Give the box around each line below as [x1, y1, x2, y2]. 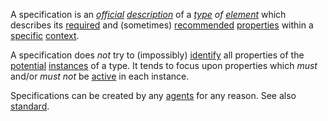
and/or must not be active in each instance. [10, 70, 190, 82]
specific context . [10, 30, 80, 41]
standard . [10, 100, 50, 112]
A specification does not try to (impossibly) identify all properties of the [10, 49, 305, 61]
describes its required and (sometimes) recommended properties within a [10, 19, 314, 31]
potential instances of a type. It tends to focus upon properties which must [10, 60, 318, 71]
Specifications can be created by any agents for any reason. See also [10, 90, 297, 101]
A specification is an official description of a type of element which [10, 9, 287, 20]
